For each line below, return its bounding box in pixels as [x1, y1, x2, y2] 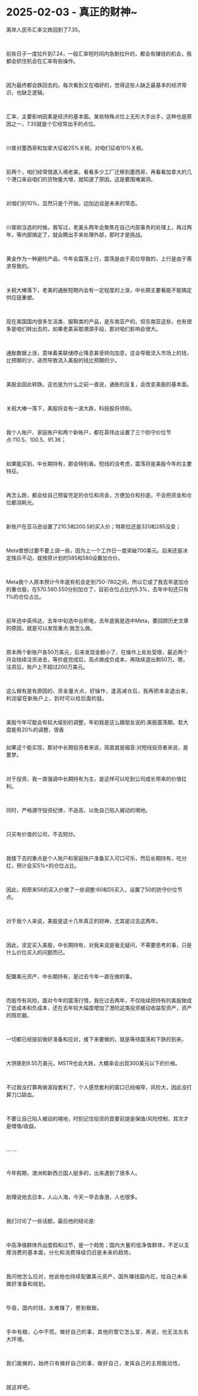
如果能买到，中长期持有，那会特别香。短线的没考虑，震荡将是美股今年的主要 [6, 460, 192, 467]
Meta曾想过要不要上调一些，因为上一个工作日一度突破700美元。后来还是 [6, 547, 183, 554]
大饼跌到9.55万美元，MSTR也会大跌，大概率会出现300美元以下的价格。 [6, 1059, 181, 1067]
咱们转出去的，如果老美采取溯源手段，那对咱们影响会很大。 [16, 325, 161, 332]
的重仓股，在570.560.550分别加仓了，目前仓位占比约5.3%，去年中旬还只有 [6, 586, 189, 593]
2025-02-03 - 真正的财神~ [6, 5, 138, 19]
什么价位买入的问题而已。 [6, 949, 68, 956]
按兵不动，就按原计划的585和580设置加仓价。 [11, 554, 124, 561]
